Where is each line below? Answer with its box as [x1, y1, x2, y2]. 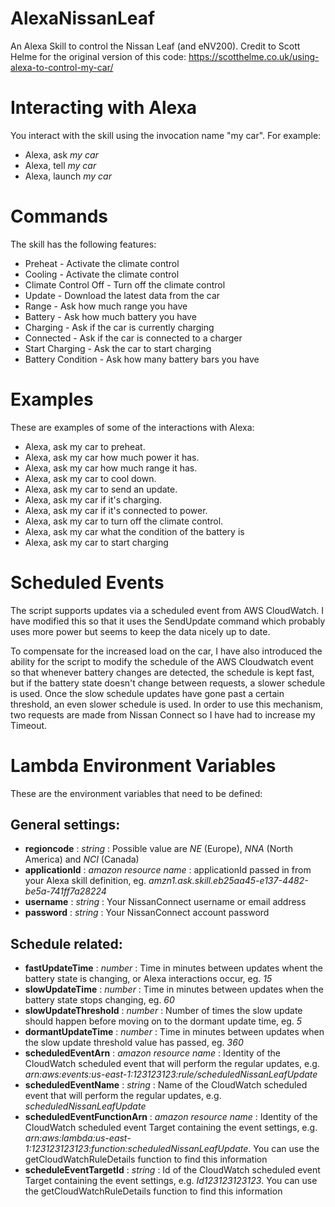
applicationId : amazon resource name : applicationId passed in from [24, 864, 312, 876]
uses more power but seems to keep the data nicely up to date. [10, 625, 271, 637]
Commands [10, 205, 109, 228]
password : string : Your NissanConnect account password [24, 907, 270, 919]
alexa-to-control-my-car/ [10, 61, 114, 73]
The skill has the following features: [10, 238, 157, 250]
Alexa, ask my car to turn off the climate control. [24, 515, 224, 527]
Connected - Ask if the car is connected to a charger [24, 332, 243, 344]
